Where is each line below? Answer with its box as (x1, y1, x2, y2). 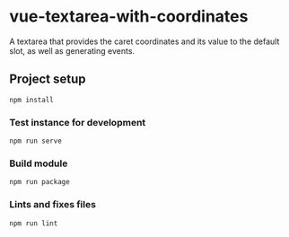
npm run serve (9, 136, 63, 145)
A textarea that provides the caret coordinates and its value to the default (9, 36, 280, 47)
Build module (9, 157, 68, 170)
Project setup (9, 72, 87, 87)
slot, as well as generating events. (9, 45, 136, 56)
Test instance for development (9, 116, 146, 128)
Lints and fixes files (9, 198, 97, 211)
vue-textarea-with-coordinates (9, 6, 249, 27)
